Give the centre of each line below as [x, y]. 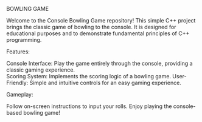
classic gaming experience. [40, 70]
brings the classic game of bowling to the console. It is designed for [91, 27]
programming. [24, 40]
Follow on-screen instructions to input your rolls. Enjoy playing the [89, 106]
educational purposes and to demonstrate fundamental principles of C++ [98, 33]
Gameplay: [20, 94]
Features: [18, 52]
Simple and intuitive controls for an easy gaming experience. [105, 83]
